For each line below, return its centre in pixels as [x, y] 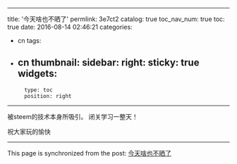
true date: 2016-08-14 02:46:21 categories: [70, 27]
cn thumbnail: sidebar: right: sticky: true [108, 63]
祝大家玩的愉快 [29, 132]
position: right [48, 96]
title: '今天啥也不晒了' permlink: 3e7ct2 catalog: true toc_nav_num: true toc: [116, 19]
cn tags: [29, 40]
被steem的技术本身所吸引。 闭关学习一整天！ [73, 116]
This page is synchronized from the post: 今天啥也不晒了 [89, 153]
